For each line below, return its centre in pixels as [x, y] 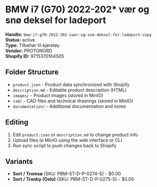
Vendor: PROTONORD [29, 51]
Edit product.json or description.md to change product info [75, 134]
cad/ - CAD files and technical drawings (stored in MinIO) [73, 101]
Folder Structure [32, 72]
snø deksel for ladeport [56, 20]
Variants [19, 161]
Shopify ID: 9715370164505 [35, 56]
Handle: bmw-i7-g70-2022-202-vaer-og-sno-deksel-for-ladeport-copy [78, 34]
